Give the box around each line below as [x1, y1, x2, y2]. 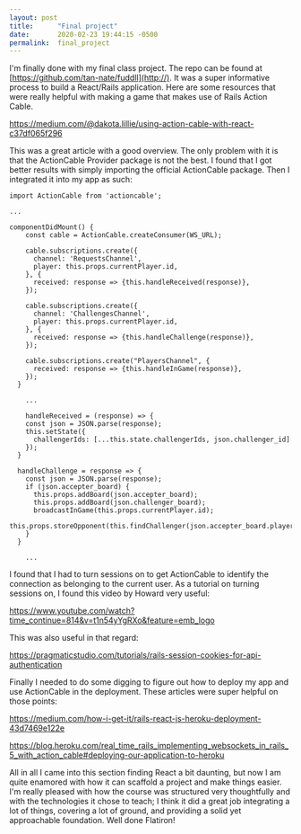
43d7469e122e [9, 723, 65, 733]
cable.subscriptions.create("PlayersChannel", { [25, 357, 211, 366]
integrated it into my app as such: [9, 174, 133, 185]
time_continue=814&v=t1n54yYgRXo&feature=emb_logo [9, 615, 215, 625]
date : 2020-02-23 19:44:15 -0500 [9, 30, 159, 39]
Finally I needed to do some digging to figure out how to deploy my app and [9, 677, 289, 688]
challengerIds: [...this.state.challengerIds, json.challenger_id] [32, 435, 291, 445]
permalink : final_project [9, 38, 110, 48]
